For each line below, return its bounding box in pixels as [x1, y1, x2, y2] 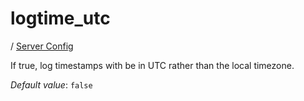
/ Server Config [10, 40, 74, 52]
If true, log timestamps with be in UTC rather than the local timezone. [10, 59, 295, 71]
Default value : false [10, 78, 93, 91]
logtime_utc [10, 7, 111, 30]
